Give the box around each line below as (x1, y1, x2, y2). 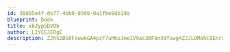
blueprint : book (7, 16, 53, 23)
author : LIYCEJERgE (7, 28, 63, 36)
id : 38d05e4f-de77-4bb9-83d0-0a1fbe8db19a (7, 9, 130, 17)
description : (7, 35, 44, 42)
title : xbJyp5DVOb (7, 22, 60, 29)
